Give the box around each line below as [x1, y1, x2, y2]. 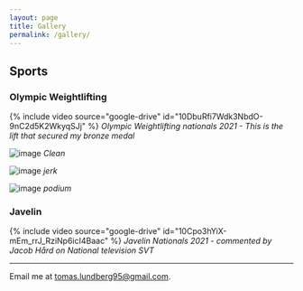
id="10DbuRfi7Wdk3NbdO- [162, 111, 263, 122]
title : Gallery [9, 22, 67, 31]
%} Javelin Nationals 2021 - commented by [110, 236, 272, 247]
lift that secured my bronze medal [9, 130, 135, 141]
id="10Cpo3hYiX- [162, 226, 227, 237]
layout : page [9, 13, 59, 23]
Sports [9, 63, 49, 79]
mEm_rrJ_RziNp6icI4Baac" [9, 236, 109, 247]
